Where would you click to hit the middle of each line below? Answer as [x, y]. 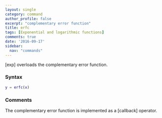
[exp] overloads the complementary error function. [56, 65]
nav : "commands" [26, 50]
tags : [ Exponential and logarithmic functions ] [55, 32]
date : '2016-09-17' [25, 42]
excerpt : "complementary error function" [48, 23]
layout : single [21, 10]
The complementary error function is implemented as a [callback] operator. [81, 110]
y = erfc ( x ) [17, 87]
